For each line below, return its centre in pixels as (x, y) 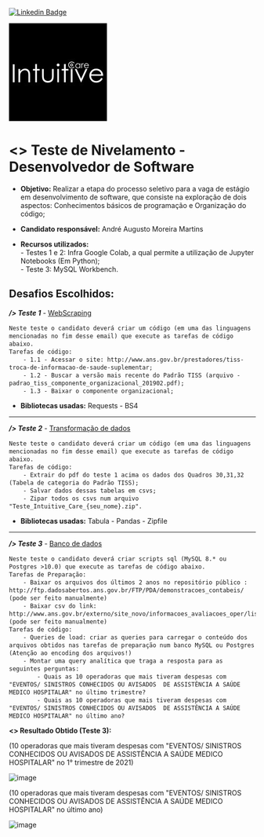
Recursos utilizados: (54, 244)
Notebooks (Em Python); (60, 261)
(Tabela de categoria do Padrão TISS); (74, 483)
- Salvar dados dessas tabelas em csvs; (90, 491)
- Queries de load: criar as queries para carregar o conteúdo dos (135, 637)
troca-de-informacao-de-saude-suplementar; (81, 367)
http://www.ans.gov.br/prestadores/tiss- (175, 360)
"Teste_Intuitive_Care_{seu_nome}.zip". (76, 506)
